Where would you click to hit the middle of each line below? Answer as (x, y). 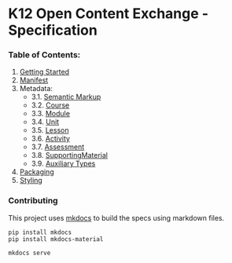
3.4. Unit (45, 122)
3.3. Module (51, 114)
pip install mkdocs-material (56, 239)
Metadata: (36, 89)
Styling (31, 181)
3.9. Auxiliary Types (63, 164)
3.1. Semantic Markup (66, 97)
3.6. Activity (51, 139)
